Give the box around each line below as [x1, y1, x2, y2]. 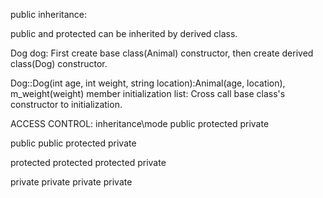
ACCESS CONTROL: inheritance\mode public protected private [10, 118, 270, 129]
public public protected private [10, 137, 137, 149]
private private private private [10, 176, 133, 188]
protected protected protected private [10, 157, 167, 168]
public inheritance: [10, 9, 88, 20]
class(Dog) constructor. [10, 58, 108, 69]
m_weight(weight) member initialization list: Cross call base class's [10, 88, 286, 99]
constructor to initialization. [10, 99, 123, 110]
